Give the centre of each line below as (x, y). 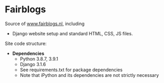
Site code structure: (26, 43)
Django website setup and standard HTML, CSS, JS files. (72, 33)
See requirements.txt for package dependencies (71, 70)
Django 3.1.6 (33, 64)
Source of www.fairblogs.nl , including (45, 24)
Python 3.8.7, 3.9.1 (39, 59)
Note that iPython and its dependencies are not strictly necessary (89, 75)
